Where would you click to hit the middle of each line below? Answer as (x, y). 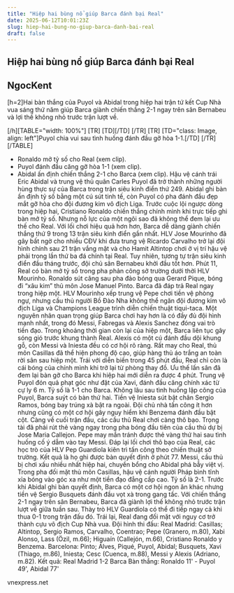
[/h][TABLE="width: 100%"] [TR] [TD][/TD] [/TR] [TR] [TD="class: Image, (112, 131)
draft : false (26, 33)
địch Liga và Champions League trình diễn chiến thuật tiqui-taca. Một (117, 308)
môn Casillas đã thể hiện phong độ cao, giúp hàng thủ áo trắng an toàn (119, 353)
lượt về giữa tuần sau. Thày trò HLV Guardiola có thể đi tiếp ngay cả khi (119, 510)
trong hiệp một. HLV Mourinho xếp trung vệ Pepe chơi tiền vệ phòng (116, 293)
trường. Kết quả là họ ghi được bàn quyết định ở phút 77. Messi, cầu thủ (120, 457)
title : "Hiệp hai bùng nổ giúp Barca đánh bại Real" (86, 14)
